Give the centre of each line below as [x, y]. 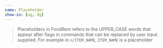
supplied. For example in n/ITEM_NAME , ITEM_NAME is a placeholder [85, 40]
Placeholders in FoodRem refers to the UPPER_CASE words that [84, 29]
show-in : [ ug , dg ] [24, 15]
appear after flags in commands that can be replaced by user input [87, 34]
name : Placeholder [24, 10]
